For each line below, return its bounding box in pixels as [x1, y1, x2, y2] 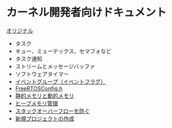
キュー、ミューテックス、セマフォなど [15, 47, 112, 55]
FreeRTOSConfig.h [15, 85, 63, 92]
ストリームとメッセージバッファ [15, 62, 96, 70]
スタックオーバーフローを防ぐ [15, 107, 90, 115]
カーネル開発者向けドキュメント [6, 5, 167, 20]
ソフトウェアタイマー [15, 70, 69, 77]
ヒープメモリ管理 [15, 99, 58, 107]
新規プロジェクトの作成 [15, 115, 74, 122]
